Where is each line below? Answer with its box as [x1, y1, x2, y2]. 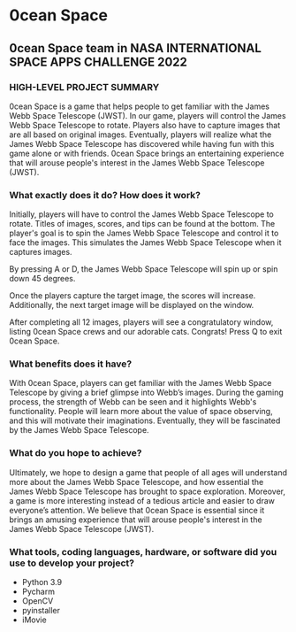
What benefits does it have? [9, 358, 133, 370]
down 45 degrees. [9, 274, 76, 284]
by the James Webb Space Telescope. [9, 425, 149, 435]
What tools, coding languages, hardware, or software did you [9, 545, 277, 558]
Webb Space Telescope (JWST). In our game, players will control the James [9, 110, 286, 120]
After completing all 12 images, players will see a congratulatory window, [9, 317, 274, 328]
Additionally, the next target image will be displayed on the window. [9, 300, 254, 311]
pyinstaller [21, 605, 60, 616]
